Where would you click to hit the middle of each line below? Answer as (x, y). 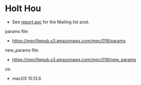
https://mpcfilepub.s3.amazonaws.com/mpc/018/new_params (74, 59)
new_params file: (22, 50)
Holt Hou (23, 8)
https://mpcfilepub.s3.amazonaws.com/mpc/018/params (69, 41)
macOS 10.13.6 (26, 78)
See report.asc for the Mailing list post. (51, 22)
